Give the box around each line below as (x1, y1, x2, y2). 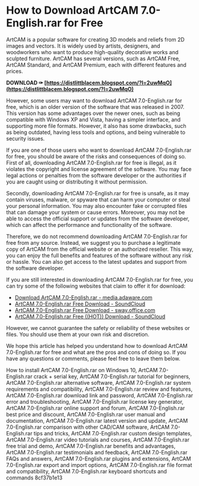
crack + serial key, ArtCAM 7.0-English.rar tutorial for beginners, (33, 373, 191, 380)
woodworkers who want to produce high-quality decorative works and (6, 48, 179, 55)
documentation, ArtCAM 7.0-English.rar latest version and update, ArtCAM (6, 417, 188, 424)
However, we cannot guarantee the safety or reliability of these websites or (6, 324, 190, 331)
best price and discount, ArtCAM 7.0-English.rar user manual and (6, 410, 166, 418)
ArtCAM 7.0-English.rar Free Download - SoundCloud (14, 300, 146, 307)
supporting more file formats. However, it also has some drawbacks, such (6, 122, 187, 129)
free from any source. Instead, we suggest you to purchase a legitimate (6, 239, 181, 246)
